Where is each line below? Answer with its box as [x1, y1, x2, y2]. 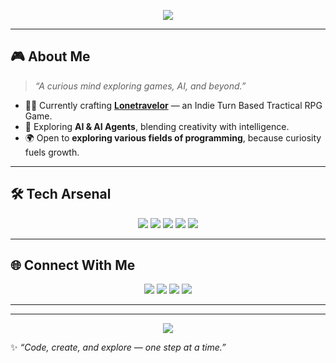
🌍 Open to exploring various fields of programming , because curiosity [24, 131, 322, 144]
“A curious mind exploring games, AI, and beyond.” [34, 80, 247, 92]
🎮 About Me [10, 48, 91, 65]
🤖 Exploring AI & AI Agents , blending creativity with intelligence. [24, 120, 290, 132]
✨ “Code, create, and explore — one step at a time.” [10, 341, 227, 354]
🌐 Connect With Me [10, 257, 136, 274]
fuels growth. [24, 146, 80, 158]
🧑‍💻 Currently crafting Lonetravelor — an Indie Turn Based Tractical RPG [24, 99, 323, 111]
